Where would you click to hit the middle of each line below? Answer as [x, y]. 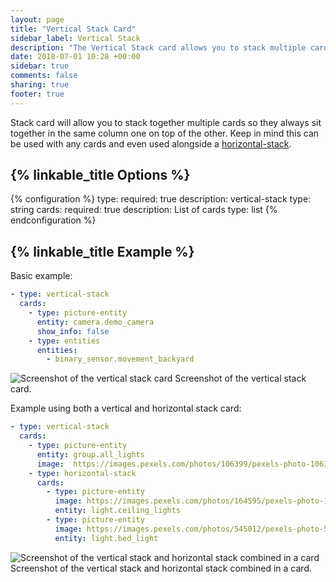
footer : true [37, 94]
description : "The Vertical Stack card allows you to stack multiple [158, 47]
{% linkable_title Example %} [102, 251]
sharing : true [40, 85]
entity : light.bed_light [106, 538]
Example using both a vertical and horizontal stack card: [126, 408]
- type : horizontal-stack [82, 473]
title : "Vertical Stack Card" [73, 29]
